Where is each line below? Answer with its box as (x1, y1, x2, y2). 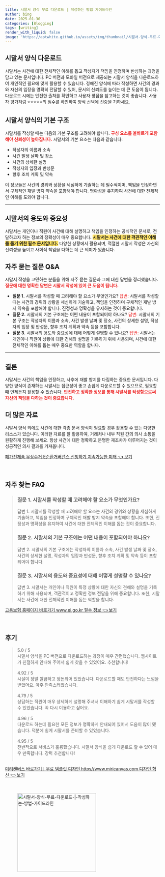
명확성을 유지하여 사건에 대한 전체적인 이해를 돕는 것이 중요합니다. (30, 521, 156, 526)
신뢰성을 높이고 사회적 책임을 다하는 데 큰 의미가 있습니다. (5, 247, 115, 253)
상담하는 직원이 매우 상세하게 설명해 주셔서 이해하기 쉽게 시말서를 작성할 (17, 699, 155, 704)
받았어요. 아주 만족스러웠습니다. (17, 682, 78, 688)
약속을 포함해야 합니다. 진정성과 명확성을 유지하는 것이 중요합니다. (17, 305, 143, 311)
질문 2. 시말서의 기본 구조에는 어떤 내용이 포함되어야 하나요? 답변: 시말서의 (12, 312, 155, 318)
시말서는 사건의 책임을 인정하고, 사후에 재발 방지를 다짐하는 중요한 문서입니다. (5, 377, 153, 382)
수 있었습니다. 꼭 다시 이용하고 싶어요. (17, 704, 89, 710)
